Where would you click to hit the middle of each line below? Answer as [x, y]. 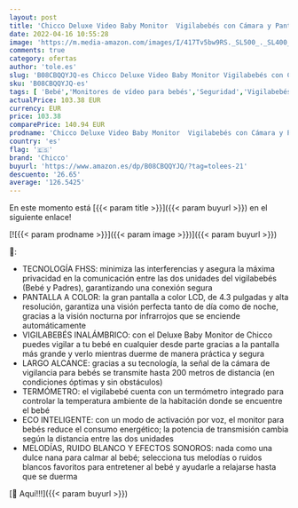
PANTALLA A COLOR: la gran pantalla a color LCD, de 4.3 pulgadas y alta [155, 298]
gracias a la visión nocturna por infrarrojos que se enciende [131, 316]
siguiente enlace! [40, 218]
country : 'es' [35, 141]
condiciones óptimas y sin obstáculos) [92, 382]
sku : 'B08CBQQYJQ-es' [49, 83]
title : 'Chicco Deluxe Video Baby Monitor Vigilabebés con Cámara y [141, 26]
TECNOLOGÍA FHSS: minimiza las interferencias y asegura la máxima [148, 269]
